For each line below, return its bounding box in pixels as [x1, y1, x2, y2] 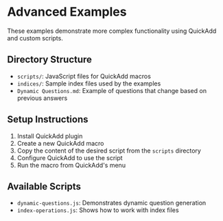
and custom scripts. [7, 34, 63, 42]
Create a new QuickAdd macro [16, 139, 104, 147]
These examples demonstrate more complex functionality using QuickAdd [7, 27, 217, 35]
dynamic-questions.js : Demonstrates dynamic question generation [16, 199, 207, 207]
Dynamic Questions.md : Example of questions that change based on [16, 86, 207, 94]
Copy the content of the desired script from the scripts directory [16, 146, 201, 155]
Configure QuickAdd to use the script [16, 153, 123, 161]
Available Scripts [7, 181, 81, 192]
